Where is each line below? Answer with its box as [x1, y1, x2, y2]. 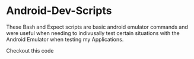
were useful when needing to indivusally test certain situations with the [6, 29, 180, 36]
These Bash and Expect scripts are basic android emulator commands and [6, 23, 189, 30]
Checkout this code [6, 47, 54, 54]
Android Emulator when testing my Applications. [6, 36, 124, 43]
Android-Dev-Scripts [6, 4, 112, 18]
